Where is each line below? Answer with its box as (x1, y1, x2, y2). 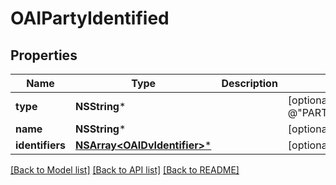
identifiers (15, 138, 66, 152)
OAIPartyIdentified (10, 7, 170, 30)
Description (221, 77, 278, 90)
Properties (10, 47, 78, 64)
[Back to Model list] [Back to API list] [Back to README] (10, 164, 240, 176)
